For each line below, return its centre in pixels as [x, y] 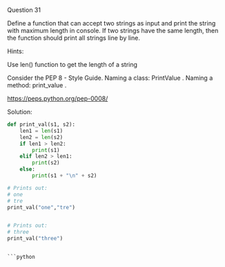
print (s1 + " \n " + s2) [65, 175]
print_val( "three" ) [35, 239]
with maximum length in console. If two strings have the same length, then [113, 31]
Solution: [20, 112]
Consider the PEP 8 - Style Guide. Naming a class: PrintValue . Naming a [110, 78]
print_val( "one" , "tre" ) [41, 207]
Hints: [16, 51]
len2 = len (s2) [41, 137]
